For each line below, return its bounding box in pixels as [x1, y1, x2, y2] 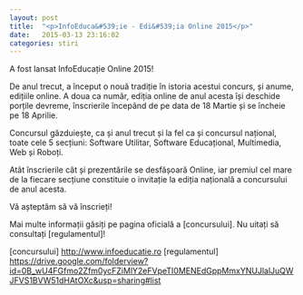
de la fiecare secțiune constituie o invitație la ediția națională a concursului [9, 174, 288, 185]
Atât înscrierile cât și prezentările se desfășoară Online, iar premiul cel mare [9, 164, 293, 175]
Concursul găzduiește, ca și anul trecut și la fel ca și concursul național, [9, 128, 277, 139]
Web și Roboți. [9, 147, 64, 158]
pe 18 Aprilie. [9, 110, 58, 121]
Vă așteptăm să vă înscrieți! [9, 202, 112, 212]
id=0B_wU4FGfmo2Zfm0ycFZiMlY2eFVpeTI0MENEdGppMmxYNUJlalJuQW [9, 265, 294, 277]
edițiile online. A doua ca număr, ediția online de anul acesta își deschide [9, 91, 281, 102]
